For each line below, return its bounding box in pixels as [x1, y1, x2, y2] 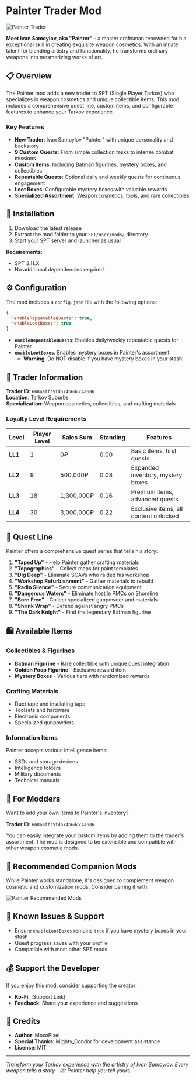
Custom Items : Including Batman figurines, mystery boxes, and [14, 161, 167, 168]
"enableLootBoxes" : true [11, 321, 72, 326]
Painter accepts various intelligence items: [6, 747, 108, 754]
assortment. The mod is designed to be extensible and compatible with [6, 838, 177, 845]
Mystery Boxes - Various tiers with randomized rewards [14, 672, 150, 679]
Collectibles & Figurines [6, 646, 75, 655]
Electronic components [14, 713, 71, 720]
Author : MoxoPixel [14, 1031, 60, 1039]
